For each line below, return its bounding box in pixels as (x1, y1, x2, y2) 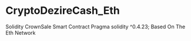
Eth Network (5, 29, 36, 36)
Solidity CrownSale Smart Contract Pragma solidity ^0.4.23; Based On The (5, 23, 186, 30)
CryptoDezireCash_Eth (5, 4, 120, 17)
